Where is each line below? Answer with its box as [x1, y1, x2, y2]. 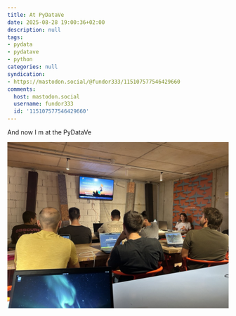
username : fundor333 [13, 101, 74, 108]
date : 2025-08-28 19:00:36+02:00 [7, 18, 105, 26]
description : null [7, 26, 61, 33]
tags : [7, 34, 23, 41]
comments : [7, 85, 37, 93]
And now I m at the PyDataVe [7, 128, 92, 137]
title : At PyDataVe [7, 11, 65, 18]
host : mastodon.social [13, 93, 80, 100]
